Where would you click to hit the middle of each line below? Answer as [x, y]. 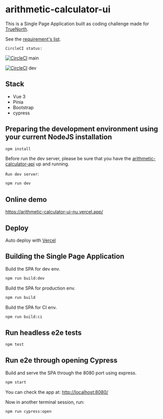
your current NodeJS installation [59, 137]
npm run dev [18, 183]
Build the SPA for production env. [40, 288]
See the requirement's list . [33, 39]
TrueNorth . [17, 29]
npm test [15, 345]
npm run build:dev [25, 278]
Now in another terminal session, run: [45, 402]
